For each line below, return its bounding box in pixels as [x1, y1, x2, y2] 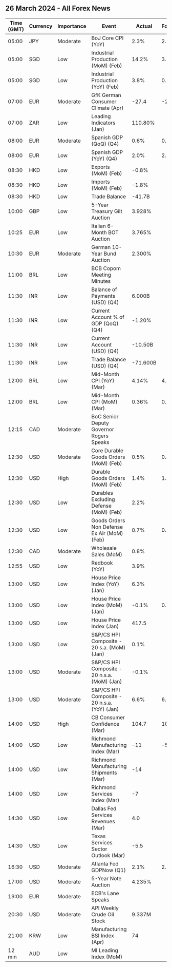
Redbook [91, 559, 113, 566]
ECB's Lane [91, 889, 119, 897]
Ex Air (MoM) [91, 530, 123, 537]
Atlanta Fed [91, 860, 119, 867]
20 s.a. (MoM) [91, 644, 126, 651]
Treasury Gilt [91, 207, 123, 215]
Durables [91, 489, 114, 496]
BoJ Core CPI [91, 34, 124, 42]
